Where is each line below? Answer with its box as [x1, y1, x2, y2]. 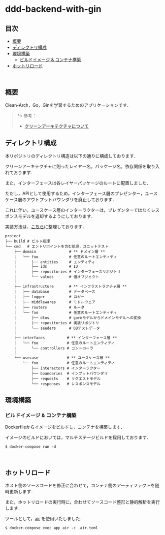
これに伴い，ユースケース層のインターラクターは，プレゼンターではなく [5, 207, 151, 213]
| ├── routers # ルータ [14, 305, 85, 310]
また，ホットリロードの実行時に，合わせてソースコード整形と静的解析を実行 [5, 499, 160, 505]
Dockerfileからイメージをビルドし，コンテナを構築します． [5, 424, 125, 430]
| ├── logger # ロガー [14, 294, 85, 299]
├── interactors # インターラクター [31, 366, 101, 371]
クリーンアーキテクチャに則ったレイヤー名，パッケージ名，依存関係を [5, 163, 147, 169]
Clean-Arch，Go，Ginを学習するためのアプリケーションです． [5, 102, 132, 108]
